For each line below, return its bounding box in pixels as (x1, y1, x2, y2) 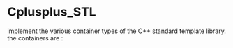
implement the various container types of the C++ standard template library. (7, 27, 227, 35)
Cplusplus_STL (7, 4, 96, 20)
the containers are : (7, 34, 63, 42)
